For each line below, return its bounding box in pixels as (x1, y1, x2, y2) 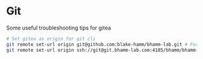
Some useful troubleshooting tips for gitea (6, 24, 111, 31)
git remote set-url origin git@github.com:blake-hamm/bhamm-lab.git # (6, 41, 188, 48)
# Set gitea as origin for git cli (6, 36, 96, 42)
